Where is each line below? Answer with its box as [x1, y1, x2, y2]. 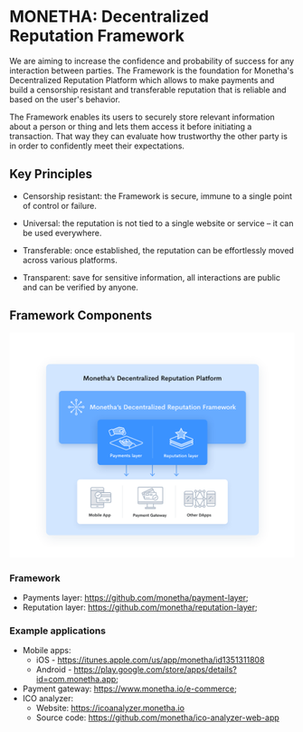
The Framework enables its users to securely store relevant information [9, 111, 276, 122]
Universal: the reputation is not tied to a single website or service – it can [22, 217, 294, 228]
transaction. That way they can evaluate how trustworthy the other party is [9, 130, 288, 141]
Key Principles [9, 166, 93, 182]
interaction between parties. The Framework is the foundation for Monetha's [9, 65, 294, 76]
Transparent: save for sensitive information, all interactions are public [22, 271, 281, 282]
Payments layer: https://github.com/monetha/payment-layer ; [22, 593, 249, 604]
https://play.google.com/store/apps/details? [73, 664, 237, 675]
